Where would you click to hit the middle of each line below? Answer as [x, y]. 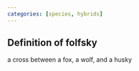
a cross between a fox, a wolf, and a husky [70, 60]
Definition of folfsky [52, 43]
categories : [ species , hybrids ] [55, 14]
